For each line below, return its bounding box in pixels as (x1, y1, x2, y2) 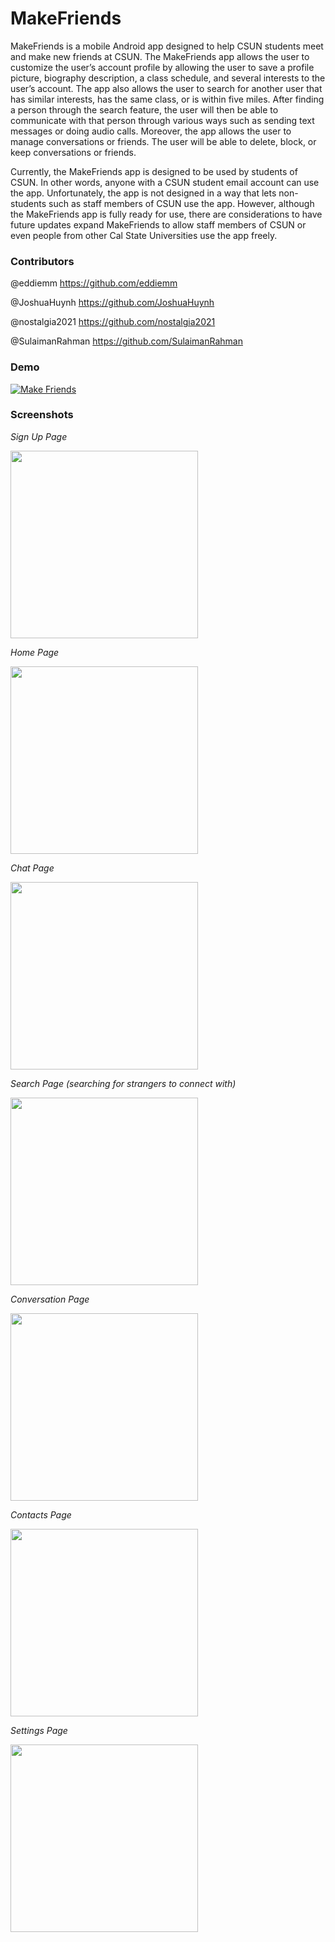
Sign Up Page (10, 430, 68, 442)
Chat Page (10, 862, 55, 874)
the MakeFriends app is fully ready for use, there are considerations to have (10, 208, 323, 220)
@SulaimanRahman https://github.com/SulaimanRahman (10, 335, 243, 347)
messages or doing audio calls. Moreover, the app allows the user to (10, 125, 292, 137)
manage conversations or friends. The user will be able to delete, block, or (10, 135, 317, 147)
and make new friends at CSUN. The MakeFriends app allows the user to (10, 50, 310, 62)
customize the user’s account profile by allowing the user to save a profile (10, 61, 315, 73)
